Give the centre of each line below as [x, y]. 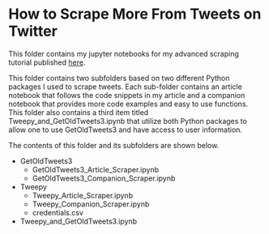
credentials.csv [58, 212]
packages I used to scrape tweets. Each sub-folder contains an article [126, 87]
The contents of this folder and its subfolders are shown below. [114, 145]
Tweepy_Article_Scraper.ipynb [83, 195]
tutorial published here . [47, 62]
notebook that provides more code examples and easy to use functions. [128, 104]
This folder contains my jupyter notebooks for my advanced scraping [124, 53]
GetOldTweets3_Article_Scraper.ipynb [96, 169]
